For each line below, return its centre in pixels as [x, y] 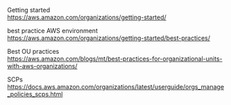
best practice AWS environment [53, 31]
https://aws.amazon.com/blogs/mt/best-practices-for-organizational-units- [115, 59]
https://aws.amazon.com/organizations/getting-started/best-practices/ [109, 38]
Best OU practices [33, 51]
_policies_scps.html [35, 94]
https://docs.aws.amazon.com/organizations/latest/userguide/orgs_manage [115, 87]
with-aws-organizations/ [42, 66]
